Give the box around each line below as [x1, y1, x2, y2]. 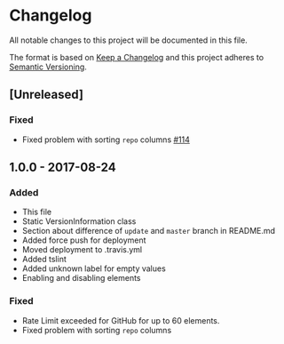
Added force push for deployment [21, 235, 146, 245]
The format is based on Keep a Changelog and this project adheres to [9, 52, 264, 62]
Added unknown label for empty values [21, 263, 166, 274]
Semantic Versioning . [9, 61, 87, 72]
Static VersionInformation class [21, 216, 137, 227]
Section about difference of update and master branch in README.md [21, 226, 276, 236]
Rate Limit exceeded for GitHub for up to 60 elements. [21, 315, 220, 325]
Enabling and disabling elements [21, 273, 141, 284]
